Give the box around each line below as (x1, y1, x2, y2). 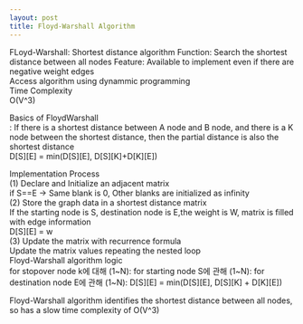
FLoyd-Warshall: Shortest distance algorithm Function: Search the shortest (9, 46, 288, 57)
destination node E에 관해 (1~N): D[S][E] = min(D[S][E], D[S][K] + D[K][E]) (9, 277, 283, 288)
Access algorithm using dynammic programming (9, 75, 191, 86)
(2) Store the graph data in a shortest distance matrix (9, 196, 207, 208)
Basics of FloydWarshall (9, 112, 99, 123)
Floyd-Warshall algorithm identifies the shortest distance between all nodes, (9, 295, 293, 306)
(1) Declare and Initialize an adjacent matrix (9, 177, 170, 188)
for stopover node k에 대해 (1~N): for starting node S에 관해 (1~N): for (9, 265, 265, 276)
